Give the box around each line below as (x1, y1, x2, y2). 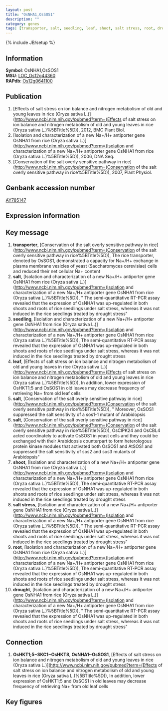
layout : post (5, 7, 33, 12)
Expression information (5, 211, 80, 220)
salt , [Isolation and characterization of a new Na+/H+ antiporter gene (12, 273, 156, 280)
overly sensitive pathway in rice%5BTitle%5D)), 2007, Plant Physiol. (12, 169, 153, 175)
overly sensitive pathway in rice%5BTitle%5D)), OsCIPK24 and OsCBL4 (12, 427, 161, 433)
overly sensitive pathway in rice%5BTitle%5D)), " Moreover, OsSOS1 (12, 406, 154, 412)
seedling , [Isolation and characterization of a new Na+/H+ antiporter (12, 316, 154, 322)
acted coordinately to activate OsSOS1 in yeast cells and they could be (12, 432, 158, 438)
